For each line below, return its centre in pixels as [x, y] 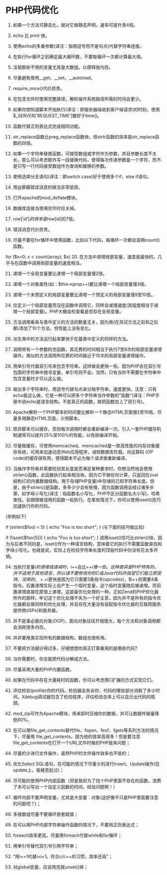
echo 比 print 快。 [31, 35]
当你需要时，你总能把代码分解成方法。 [52, 659]
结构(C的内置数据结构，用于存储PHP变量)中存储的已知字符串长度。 [82, 481]
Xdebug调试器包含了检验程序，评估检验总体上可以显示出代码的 [86, 697]
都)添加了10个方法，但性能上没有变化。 [53, 328]
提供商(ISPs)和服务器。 [37, 610]
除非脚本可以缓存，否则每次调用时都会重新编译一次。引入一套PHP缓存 [85, 429]
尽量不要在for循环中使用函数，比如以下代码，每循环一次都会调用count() [86, 240]
